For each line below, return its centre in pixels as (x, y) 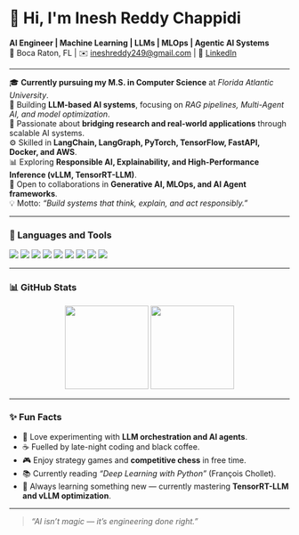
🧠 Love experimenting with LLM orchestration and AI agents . (134, 436)
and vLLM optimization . (66, 495)
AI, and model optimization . (60, 114)
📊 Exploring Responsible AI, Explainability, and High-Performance (134, 162)
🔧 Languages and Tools (61, 235)
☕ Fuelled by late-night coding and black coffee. (111, 446)
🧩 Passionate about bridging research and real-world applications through (148, 123)
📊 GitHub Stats (43, 288)
